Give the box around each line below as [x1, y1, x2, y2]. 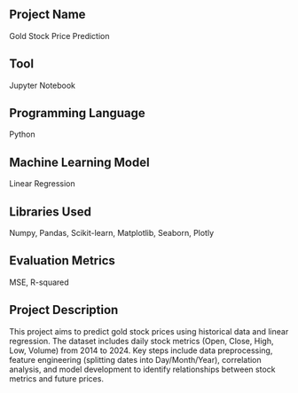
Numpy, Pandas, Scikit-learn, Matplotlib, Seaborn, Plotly [9, 228, 215, 239]
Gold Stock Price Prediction [9, 30, 110, 41]
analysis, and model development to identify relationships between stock [9, 364, 276, 374]
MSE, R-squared [9, 277, 69, 287]
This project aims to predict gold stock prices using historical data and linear [9, 326, 289, 336]
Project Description [9, 303, 119, 318]
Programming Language [9, 106, 146, 121]
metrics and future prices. [9, 373, 105, 384]
